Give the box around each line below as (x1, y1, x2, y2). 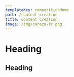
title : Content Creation (5, 17, 58, 22)
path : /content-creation (5, 12, 58, 17)
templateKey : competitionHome (5, 7, 69, 13)
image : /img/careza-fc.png (5, 21, 62, 27)
